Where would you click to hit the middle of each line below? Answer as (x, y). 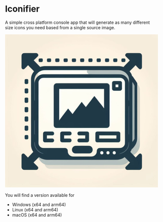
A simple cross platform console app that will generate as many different (78, 22)
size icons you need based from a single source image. (60, 27)
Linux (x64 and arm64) (35, 209)
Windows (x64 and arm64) (39, 205)
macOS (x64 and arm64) (37, 215)
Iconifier (22, 9)
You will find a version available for (40, 195)
